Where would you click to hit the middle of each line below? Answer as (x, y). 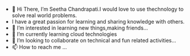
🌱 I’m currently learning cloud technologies (64, 34)
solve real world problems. (44, 15)
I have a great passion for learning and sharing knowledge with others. (98, 22)
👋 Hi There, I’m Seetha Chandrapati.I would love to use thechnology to (98, 9)
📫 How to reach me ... (39, 47)
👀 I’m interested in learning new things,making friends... (80, 28)
